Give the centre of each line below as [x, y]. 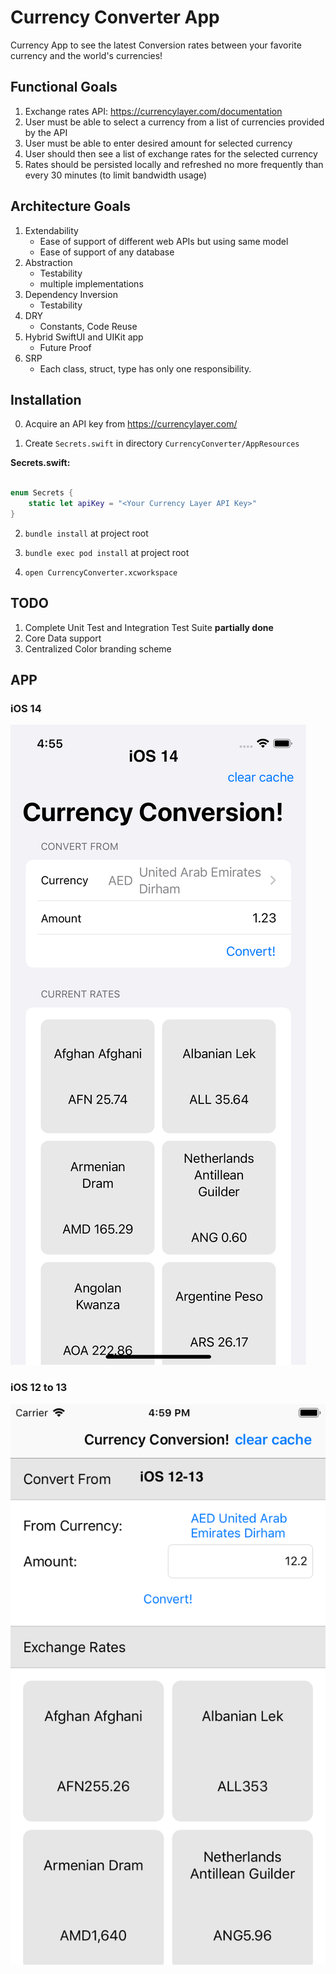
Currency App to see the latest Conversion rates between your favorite [156, 45]
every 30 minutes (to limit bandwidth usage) [116, 175]
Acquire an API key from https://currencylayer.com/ [131, 424]
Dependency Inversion [71, 294]
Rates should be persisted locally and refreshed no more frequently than [174, 164]
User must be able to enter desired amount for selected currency [158, 143]
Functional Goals [64, 87]
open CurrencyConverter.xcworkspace [101, 572]
